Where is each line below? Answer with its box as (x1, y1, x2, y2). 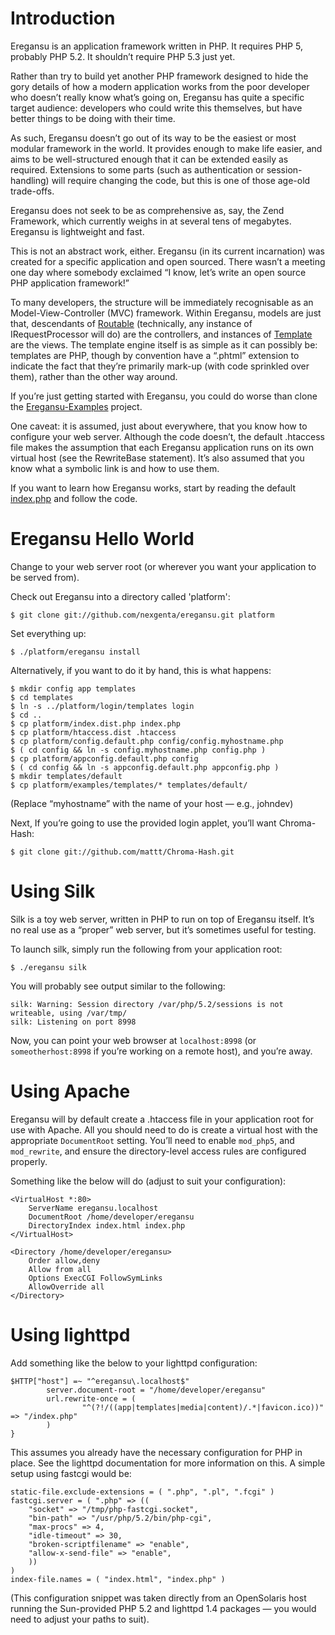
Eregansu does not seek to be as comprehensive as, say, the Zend (10, 204, 285, 216)
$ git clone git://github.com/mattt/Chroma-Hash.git (10, 847, 235, 857)
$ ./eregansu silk (10, 962, 87, 972)
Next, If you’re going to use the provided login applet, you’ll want (10, 817, 277, 829)
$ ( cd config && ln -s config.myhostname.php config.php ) (10, 745, 267, 755)
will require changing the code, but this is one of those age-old (51, 174, 311, 186)
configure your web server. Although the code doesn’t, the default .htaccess (10, 430, 325, 442)
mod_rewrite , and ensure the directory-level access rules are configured (10, 1145, 307, 1157)
